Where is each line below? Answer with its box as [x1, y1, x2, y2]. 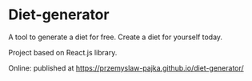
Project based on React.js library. [8, 47, 118, 57]
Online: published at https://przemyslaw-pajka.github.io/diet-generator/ [8, 63, 244, 73]
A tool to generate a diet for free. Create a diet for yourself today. [8, 32, 222, 42]
